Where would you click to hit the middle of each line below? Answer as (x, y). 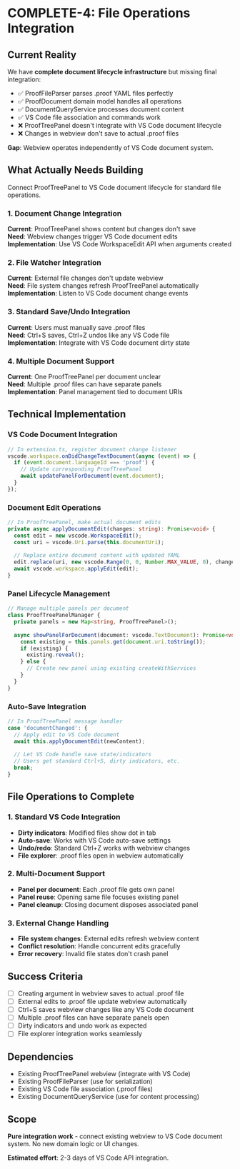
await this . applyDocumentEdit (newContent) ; (79, 741)
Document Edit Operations (54, 507)
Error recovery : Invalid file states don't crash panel (93, 954)
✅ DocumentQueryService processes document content (101, 109)
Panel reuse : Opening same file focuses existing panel (98, 897)
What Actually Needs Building (76, 170)
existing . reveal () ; (55, 655)
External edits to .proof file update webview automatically (102, 1001)
